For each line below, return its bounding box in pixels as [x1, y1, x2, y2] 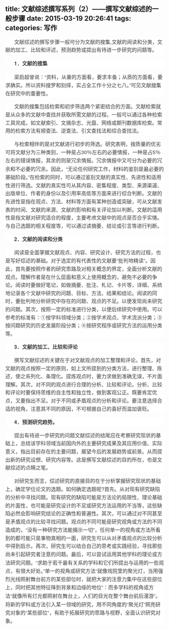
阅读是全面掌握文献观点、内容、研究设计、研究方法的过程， [14, 249, 156, 255]
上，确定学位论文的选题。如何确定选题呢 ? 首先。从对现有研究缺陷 [5, 485, 160, 493]
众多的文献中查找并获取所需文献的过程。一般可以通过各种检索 [15, 112, 163, 118]
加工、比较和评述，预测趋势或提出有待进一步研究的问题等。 [15, 47, 158, 53]
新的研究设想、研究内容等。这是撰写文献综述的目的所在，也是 [10, 457, 158, 463]
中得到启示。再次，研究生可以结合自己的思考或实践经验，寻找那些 [5, 543, 163, 550]
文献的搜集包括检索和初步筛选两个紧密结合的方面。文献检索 [14, 104, 156, 110]
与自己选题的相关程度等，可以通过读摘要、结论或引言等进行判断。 [5, 223, 163, 229]
